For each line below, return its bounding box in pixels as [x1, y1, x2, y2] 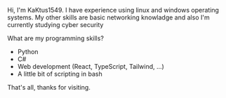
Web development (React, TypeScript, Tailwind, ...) [17, 63, 165, 70]
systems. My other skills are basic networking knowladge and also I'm [7, 13, 210, 22]
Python [17, 48, 39, 56]
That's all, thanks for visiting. [7, 83, 91, 91]
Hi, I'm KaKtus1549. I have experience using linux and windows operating [7, 6, 220, 14]
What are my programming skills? [7, 34, 104, 42]
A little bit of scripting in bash [17, 70, 103, 78]
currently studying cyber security [7, 21, 104, 28]
